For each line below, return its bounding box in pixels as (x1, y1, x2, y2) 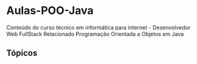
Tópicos (6, 48, 38, 59)
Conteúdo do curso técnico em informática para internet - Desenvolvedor (6, 24, 191, 31)
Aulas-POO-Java (6, 4, 94, 18)
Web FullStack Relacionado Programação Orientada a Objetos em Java (6, 30, 184, 37)
